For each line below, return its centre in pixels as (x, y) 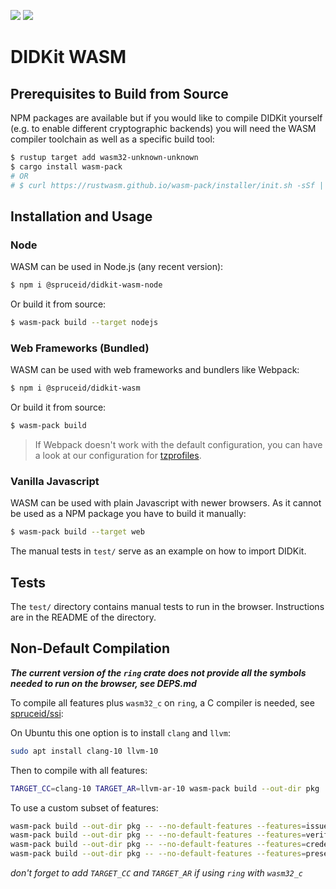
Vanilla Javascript (55, 481)
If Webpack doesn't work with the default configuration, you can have (178, 444)
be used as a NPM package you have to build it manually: (128, 514)
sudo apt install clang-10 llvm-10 (84, 751)
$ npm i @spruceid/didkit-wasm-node (86, 285)
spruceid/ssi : (37, 713)
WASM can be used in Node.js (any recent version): (117, 267)
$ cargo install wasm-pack (66, 166)
